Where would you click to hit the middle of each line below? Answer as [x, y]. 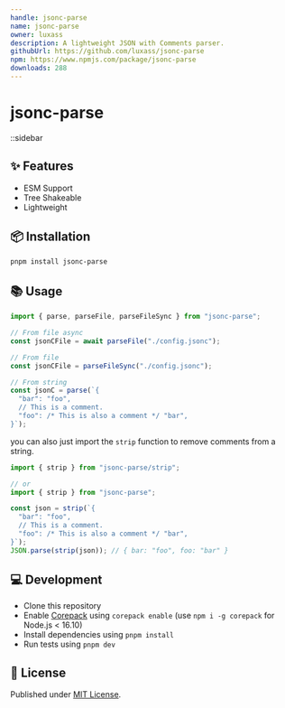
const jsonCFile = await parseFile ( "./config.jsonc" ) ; [115, 341]
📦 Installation [51, 237]
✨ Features [42, 167]
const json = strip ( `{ [53, 508]
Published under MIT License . [66, 694]
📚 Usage [37, 291]
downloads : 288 [39, 69]
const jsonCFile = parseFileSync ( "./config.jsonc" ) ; [111, 366]
